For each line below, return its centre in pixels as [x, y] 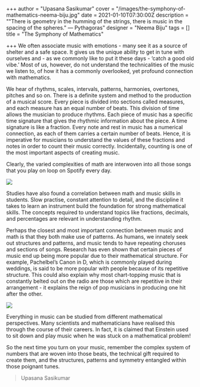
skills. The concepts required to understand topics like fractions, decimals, [98, 212]
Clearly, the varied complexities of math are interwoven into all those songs [99, 164]
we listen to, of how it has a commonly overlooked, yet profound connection [100, 71]
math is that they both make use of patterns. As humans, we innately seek [97, 237]
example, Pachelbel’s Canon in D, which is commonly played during [89, 262]
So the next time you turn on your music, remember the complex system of [99, 347]
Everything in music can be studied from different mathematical [84, 317]
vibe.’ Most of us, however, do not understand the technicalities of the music [100, 65]
